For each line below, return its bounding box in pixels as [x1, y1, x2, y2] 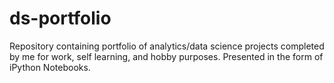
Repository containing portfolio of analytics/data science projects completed [9, 40, 325, 52]
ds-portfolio [9, 7, 112, 30]
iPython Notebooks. [9, 61, 91, 73]
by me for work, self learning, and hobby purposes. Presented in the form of [9, 50, 324, 62]
